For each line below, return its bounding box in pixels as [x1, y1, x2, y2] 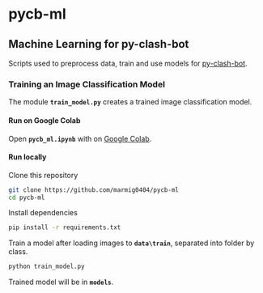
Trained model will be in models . [8, 277, 114, 287]
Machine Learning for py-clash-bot [8, 37, 189, 51]
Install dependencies [8, 208, 78, 218]
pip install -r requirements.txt [8, 223, 121, 231]
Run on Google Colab [8, 115, 81, 125]
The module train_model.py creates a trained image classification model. [8, 97, 252, 107]
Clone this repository [8, 170, 78, 180]
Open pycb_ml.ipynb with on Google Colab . [8, 134, 152, 143]
